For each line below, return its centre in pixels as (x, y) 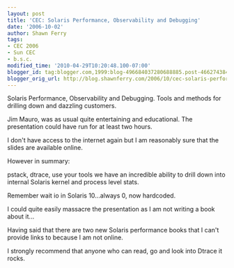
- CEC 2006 (23, 46)
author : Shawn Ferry (37, 33)
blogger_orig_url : (34, 79)
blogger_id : (24, 72)
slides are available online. (45, 148)
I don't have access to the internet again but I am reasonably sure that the (113, 140)
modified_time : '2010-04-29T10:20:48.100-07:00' (79, 66)
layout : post (26, 14)
